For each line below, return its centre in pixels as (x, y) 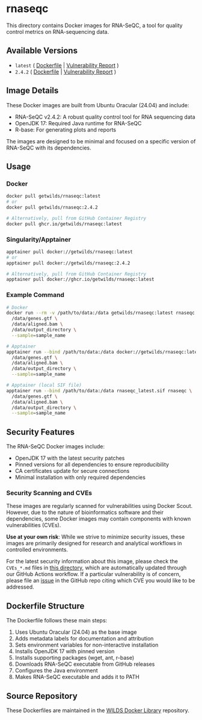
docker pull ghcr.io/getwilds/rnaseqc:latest (64, 224)
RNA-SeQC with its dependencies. (49, 148)
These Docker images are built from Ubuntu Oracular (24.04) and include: (98, 105)
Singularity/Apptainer (38, 239)
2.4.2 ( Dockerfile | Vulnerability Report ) (66, 72)
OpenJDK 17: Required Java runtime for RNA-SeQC (78, 123)
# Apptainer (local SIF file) (44, 385)
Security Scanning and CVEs (49, 493)
